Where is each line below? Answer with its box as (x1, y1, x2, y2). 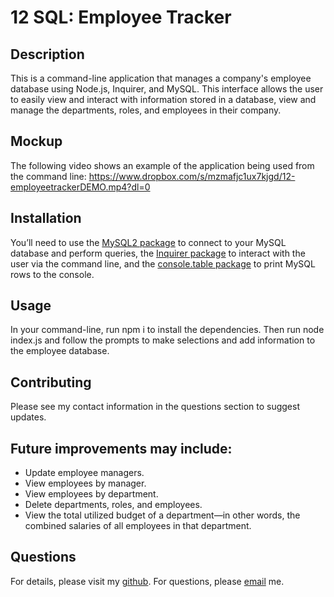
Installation (10, 210, 82, 227)
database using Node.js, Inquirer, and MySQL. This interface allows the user (10, 83, 324, 95)
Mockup (10, 133, 63, 150)
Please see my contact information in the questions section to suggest (10, 401, 300, 413)
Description (10, 46, 85, 63)
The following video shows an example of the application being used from (10, 159, 315, 171)
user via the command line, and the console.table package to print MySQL (10, 257, 316, 270)
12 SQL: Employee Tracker (10, 6, 232, 29)
